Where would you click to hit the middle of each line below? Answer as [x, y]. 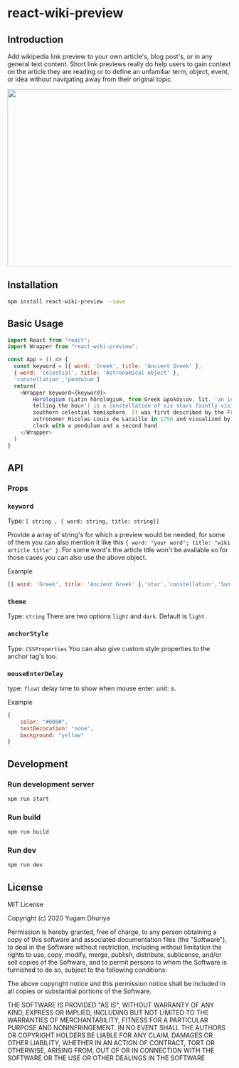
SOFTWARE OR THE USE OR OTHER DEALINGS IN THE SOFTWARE [106, 1058]
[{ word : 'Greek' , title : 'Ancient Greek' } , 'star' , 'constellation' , [113, 585]
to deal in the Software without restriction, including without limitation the [115, 947]
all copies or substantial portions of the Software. [79, 991]
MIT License [26, 904]
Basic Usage [36, 324]
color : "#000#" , [44, 722]
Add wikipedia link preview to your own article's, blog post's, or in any [110, 56]
